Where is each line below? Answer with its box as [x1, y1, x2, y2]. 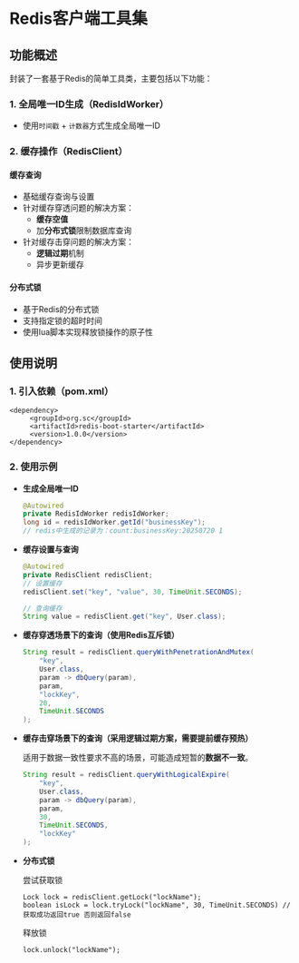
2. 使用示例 [9, 460, 58, 473]
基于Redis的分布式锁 [22, 303, 100, 314]
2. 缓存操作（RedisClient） [9, 145, 129, 158]
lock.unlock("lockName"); [22, 946, 121, 955]
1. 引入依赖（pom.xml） [9, 385, 114, 398]
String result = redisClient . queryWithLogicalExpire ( [22, 771, 230, 780]
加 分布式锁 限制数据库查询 [35, 225, 132, 236]
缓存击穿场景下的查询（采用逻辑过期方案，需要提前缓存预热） [22, 732, 254, 744]
